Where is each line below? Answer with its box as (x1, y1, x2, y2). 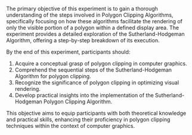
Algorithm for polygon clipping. (14, 73, 91, 79)
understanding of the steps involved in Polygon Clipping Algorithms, (6, 11, 174, 19)
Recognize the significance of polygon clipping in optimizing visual (14, 79, 179, 86)
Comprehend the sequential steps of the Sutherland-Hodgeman (14, 66, 172, 73)
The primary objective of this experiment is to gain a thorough (6, 5, 158, 12)
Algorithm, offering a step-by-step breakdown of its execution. (6, 37, 160, 44)
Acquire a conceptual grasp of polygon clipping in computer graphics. (14, 60, 187, 67)
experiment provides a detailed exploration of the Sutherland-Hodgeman (6, 30, 185, 38)
